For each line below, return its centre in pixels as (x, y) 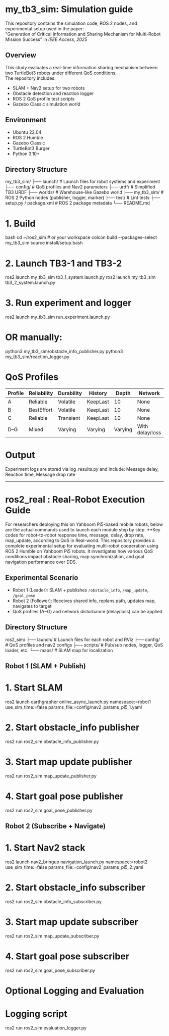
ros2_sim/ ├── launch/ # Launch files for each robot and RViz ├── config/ (82, 639)
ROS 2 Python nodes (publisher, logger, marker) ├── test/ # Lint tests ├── (83, 198)
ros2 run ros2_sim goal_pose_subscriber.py (50, 970)
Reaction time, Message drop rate (40, 474)
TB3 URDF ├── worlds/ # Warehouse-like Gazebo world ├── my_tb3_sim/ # (84, 192)
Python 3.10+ (26, 154)
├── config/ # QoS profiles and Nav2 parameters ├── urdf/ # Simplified (80, 187)
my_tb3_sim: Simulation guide (69, 9)
